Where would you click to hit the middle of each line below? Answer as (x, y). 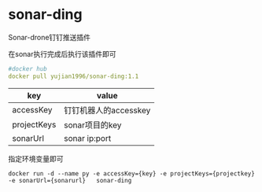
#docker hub (28, 68)
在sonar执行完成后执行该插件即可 (62, 54)
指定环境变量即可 (36, 158)
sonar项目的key (93, 125)
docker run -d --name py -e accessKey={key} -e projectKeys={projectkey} (132, 174)
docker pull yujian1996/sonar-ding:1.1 (74, 76)
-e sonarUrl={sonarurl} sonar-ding (70, 180)
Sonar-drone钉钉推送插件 (50, 37)
